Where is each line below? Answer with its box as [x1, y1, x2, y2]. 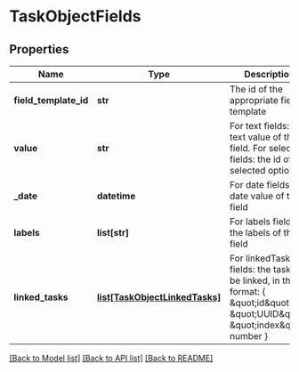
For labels [230, 215, 271, 228]
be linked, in [230, 274, 280, 287]
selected [230, 165, 266, 176]
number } [230, 330, 269, 342]
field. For [230, 142, 267, 154]
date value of [230, 190, 285, 202]
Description [244, 69, 295, 80]
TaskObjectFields [9, 6, 141, 27]
